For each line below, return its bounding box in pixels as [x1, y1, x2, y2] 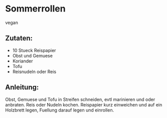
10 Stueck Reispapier [12, 47, 56, 53]
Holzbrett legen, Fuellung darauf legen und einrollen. [5, 107, 114, 113]
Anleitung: [5, 83, 39, 91]
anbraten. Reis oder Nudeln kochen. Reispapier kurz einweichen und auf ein [5, 101, 162, 107]
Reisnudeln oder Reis [12, 68, 57, 74]
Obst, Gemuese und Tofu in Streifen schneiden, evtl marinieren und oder [5, 96, 155, 102]
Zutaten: [5, 34, 33, 42]
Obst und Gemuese [12, 52, 53, 58]
